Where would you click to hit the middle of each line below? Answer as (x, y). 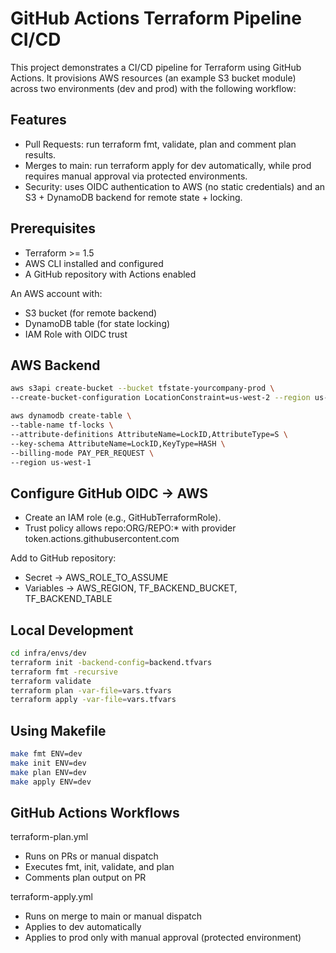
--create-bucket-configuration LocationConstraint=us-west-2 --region (160, 398)
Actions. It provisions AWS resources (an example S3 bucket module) (153, 78)
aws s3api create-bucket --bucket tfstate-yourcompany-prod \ (142, 388)
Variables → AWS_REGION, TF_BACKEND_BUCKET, (131, 588)
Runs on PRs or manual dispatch (91, 856)
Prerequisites (53, 228)
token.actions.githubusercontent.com (102, 539)
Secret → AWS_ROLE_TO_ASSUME (96, 578)
